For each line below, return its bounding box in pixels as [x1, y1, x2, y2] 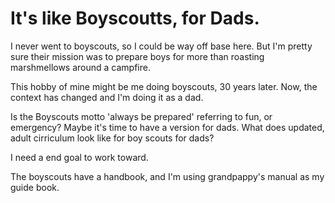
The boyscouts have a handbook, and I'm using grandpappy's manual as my [10, 170, 325, 182]
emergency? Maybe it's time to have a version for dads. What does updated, [10, 121, 325, 133]
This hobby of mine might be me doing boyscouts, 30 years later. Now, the [10, 80, 318, 92]
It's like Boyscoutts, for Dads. [10, 7, 260, 30]
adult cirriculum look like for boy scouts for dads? [10, 132, 215, 144]
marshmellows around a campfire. [10, 61, 151, 73]
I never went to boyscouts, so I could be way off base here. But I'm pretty [10, 40, 313, 52]
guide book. [10, 181, 60, 193]
